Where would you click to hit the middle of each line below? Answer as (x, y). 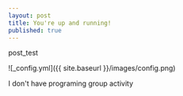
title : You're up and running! (60, 23)
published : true (35, 30)
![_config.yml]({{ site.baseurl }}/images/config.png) (92, 68)
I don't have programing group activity (71, 83)
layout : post (30, 15)
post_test (23, 53)
